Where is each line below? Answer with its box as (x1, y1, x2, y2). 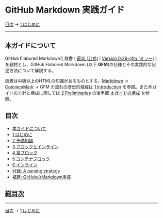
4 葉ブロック (12, 150, 38, 155)
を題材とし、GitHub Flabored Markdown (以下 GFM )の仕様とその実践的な (5, 61, 152, 67)
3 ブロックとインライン (12, 144, 59, 150)
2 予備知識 (12, 137, 33, 143)
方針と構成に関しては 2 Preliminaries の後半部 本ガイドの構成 (17, 90, 140, 96)
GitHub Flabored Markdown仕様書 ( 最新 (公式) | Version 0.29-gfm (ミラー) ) (5, 55, 157, 61)
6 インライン (12, 162, 38, 168)
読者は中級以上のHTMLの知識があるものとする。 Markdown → (5, 78, 129, 84)
